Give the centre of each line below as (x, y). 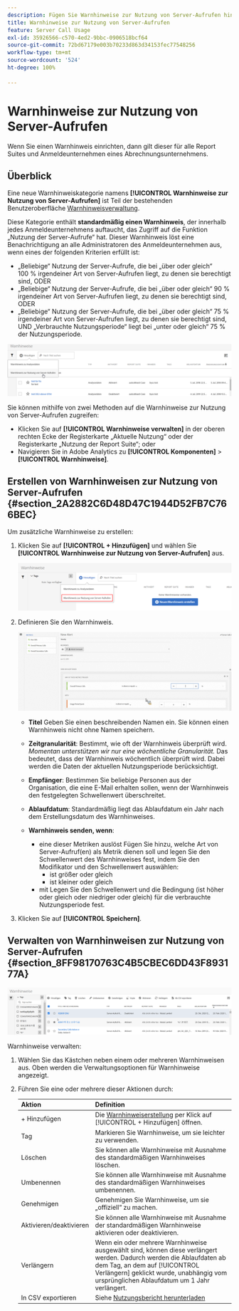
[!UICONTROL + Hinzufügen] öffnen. (149, 1122)
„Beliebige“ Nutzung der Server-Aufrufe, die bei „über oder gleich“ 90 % (123, 289)
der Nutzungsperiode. (50, 334)
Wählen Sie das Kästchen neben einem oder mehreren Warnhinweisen (121, 1060)
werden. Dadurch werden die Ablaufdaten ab (160, 1258)
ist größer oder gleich (81, 874)
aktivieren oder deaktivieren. (137, 1233)
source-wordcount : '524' (44, 61)
